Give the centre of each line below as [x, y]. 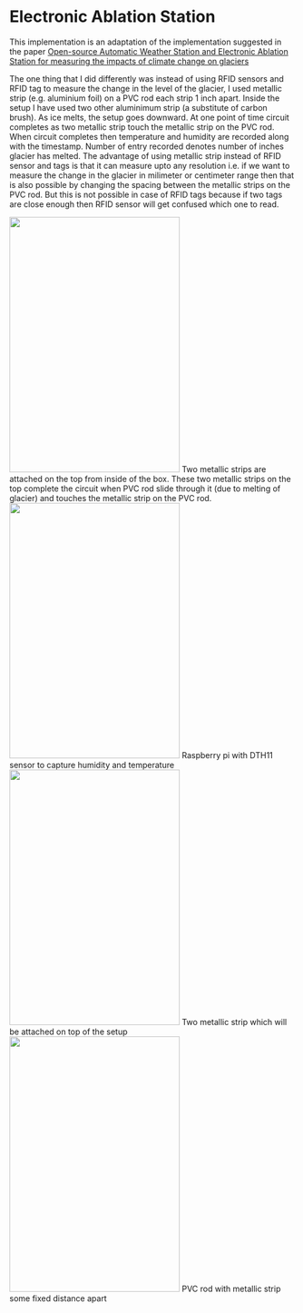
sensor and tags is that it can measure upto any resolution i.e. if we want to [150, 165]
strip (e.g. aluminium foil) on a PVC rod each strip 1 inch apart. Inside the [145, 98]
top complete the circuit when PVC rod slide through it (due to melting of [145, 489]
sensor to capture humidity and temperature [92, 765]
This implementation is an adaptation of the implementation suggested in [146, 42]
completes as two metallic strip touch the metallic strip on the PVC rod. [142, 127]
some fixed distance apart [58, 1298]
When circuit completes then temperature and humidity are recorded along [149, 136]
